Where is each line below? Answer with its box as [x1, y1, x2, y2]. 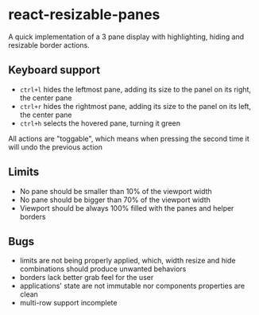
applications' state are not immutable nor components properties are [19, 281, 245, 291]
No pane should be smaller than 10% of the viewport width [19, 186, 212, 196]
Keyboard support [8, 64, 101, 77]
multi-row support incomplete [19, 298, 118, 308]
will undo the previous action [8, 142, 103, 152]
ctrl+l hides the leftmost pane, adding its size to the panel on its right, [19, 84, 252, 94]
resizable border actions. [8, 40, 90, 49]
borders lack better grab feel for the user [19, 273, 154, 282]
